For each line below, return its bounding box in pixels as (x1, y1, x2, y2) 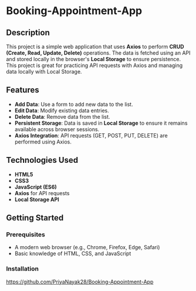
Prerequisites (6, 230, 45, 239)
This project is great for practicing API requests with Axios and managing (6, 62, 183, 69)
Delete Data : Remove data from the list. (14, 113, 110, 120)
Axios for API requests (14, 189, 70, 196)
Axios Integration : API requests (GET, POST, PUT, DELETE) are (14, 132, 168, 139)
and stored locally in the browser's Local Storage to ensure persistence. (6, 56, 181, 62)
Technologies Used (6, 155, 78, 165)
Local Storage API (14, 196, 60, 203)
